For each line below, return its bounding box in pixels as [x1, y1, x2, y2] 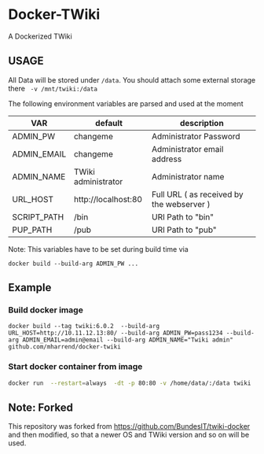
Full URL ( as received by [152, 189, 244, 200]
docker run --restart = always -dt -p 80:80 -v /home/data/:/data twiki [8, 379, 251, 387]
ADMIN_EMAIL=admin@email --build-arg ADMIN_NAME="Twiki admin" [22, 336, 234, 344]
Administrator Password [152, 131, 241, 142]
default [95, 117, 123, 128]
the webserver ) [152, 198, 211, 209]
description [179, 117, 224, 128]
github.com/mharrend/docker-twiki [8, 343, 122, 351]
